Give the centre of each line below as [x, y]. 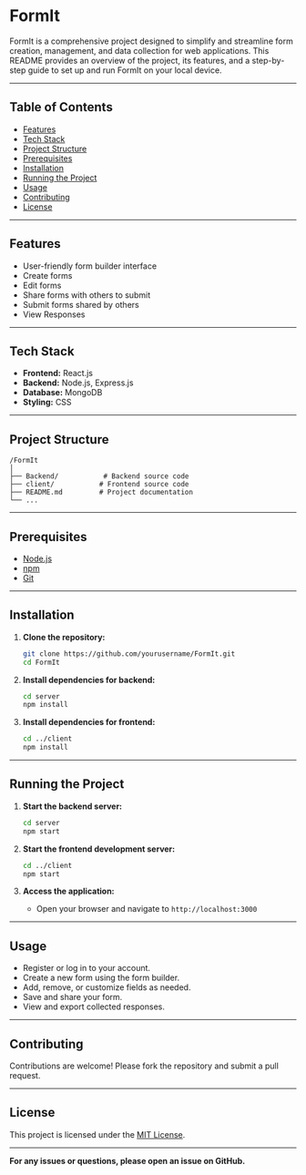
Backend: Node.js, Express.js [78, 383]
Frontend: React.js [58, 373]
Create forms [47, 275]
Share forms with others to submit [87, 295]
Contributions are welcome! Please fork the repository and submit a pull [144, 1066]
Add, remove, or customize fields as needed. [107, 987]
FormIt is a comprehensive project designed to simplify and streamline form [151, 41]
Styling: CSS [47, 403]
